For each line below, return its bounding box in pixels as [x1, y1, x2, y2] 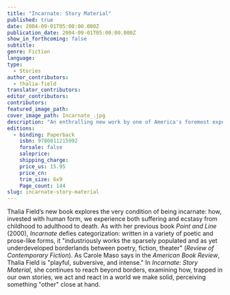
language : [7, 55, 36, 62]
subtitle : [7, 42, 36, 49]
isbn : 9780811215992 [19, 138, 78, 145]
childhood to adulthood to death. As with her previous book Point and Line [7, 222, 217, 231]
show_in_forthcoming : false [7, 36, 88, 43]
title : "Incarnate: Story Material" [7, 10, 112, 17]
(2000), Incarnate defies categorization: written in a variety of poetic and [7, 229, 214, 237]
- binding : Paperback [13, 131, 75, 138]
